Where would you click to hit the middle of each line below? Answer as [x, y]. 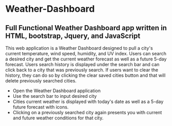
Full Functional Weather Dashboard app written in [86, 28]
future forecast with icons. [41, 107]
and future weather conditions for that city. [58, 118]
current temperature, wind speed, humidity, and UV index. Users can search [86, 54]
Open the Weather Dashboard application [57, 91]
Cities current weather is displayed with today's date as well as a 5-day [88, 101]
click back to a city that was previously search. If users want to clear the [82, 70]
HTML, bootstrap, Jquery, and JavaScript [73, 36]
